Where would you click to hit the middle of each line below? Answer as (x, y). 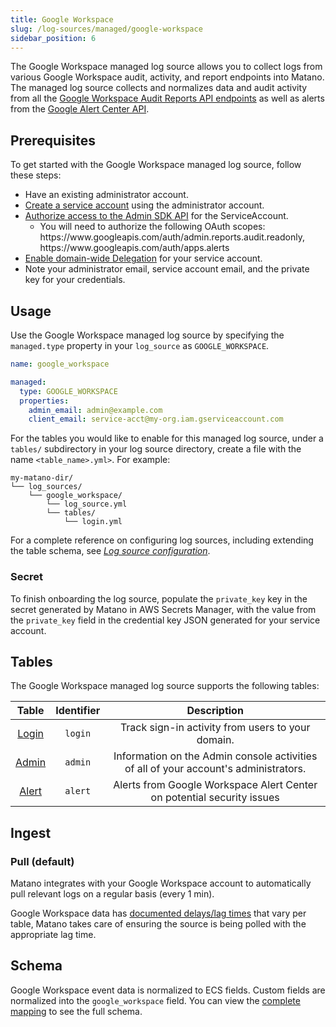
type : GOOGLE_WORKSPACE (68, 391)
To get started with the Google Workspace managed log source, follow (156, 165)
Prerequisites (53, 140)
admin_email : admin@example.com (95, 410)
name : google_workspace (60, 364)
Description (215, 711)
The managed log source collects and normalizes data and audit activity (159, 88)
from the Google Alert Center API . (80, 109)
